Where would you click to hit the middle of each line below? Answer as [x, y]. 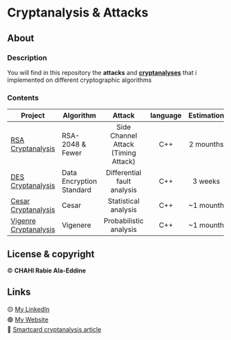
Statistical [123, 201]
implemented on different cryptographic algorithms [79, 80]
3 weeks [206, 182]
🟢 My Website [28, 319]
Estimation [206, 116]
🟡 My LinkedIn [29, 309]
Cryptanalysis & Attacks [78, 13]
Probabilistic [124, 221]
